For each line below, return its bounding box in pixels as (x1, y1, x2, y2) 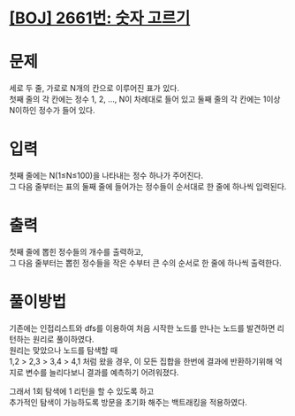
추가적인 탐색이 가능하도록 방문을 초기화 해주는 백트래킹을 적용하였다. (9, 397, 247, 407)
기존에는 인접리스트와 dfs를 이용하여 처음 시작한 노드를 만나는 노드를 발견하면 (9, 322, 276, 333)
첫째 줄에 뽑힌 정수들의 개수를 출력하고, (9, 247, 144, 257)
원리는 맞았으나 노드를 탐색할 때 (9, 344, 118, 355)
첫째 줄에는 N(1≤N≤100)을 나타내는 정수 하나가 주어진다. (9, 170, 204, 181)
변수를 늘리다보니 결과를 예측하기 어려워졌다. (25, 366, 179, 377)
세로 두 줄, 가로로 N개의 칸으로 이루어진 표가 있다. (9, 83, 179, 94)
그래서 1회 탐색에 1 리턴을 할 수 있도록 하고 (9, 386, 155, 397)
